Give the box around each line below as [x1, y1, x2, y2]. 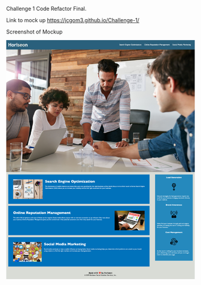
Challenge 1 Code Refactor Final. [6, 5, 87, 12]
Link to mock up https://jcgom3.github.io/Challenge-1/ [6, 17, 139, 23]
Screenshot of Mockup [6, 28, 63, 35]
